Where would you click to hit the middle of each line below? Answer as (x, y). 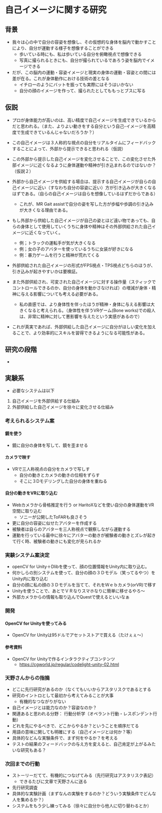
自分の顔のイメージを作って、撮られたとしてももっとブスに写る (82, 91)
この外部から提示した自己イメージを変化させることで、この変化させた (82, 159)
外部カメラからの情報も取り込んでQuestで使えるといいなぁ (71, 597)
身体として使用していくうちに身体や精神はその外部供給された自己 (86, 226)
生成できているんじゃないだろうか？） (59, 132)
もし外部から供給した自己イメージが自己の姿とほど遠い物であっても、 (81, 220)
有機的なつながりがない (43, 701)
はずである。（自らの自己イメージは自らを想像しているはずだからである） (85, 194)
